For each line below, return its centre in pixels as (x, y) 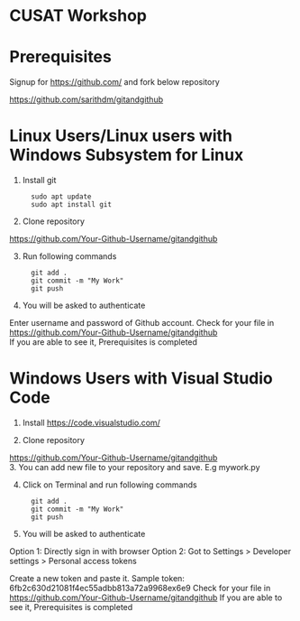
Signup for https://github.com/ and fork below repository (115, 82)
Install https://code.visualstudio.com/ (91, 422)
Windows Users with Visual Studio (141, 379)
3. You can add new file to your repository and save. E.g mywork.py (135, 467)
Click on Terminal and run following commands (109, 485)
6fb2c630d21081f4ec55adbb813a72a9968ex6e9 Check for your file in (140, 588)
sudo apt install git (72, 205)
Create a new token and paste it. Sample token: (97, 578)
